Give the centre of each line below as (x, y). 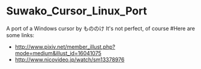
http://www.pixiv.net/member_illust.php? (65, 47)
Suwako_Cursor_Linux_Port (76, 11)
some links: (20, 35)
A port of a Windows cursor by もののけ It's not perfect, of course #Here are (100, 28)
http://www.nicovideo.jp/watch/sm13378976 (70, 59)
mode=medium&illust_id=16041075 (58, 53)
